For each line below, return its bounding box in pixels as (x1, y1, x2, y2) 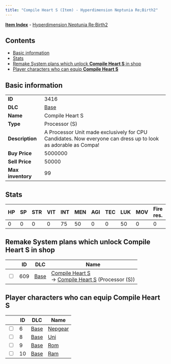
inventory (8, 173, 32, 180)
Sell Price (8, 158, 32, 165)
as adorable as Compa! (44, 142, 100, 149)
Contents (5, 36, 36, 45)
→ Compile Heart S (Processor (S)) (51, 276, 135, 283)
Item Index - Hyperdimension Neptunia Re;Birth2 (5, 21, 108, 28)
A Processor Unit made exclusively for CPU (44, 129, 148, 136)
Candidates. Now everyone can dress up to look (44, 135, 159, 142)
